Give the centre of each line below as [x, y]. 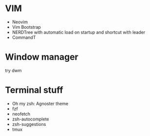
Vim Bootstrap [27, 27]
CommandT [24, 37]
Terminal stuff [34, 90]
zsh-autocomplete [30, 119]
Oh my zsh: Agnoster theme [40, 103]
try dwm [13, 70]
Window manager [42, 57]
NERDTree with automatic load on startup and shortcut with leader [78, 32]
